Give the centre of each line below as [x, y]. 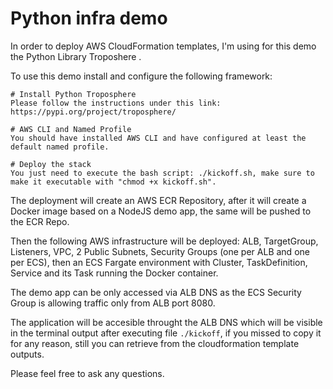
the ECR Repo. [40, 221]
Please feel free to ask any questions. [87, 373]
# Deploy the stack [51, 164]
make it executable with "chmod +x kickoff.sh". [113, 182]
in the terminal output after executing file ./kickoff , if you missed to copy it [166, 333]
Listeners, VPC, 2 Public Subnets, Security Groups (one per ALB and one [160, 251]
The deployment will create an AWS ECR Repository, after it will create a [158, 200]
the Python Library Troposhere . [76, 56]
